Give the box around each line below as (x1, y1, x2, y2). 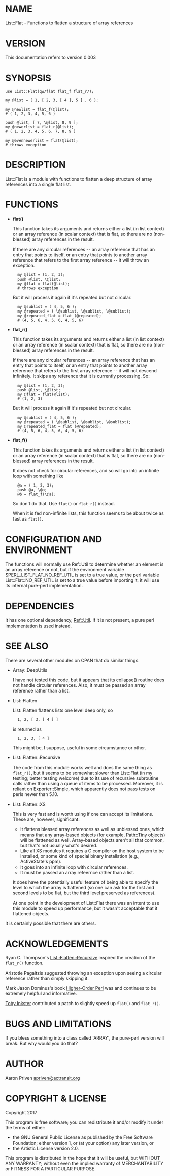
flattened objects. (12, 910, 50, 916)
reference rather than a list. (12, 687, 70, 694)
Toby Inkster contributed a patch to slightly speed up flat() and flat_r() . (5, 1000, 161, 1007)
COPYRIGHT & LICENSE (5, 1093, 107, 1104)
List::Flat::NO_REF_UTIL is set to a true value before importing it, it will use (5, 577, 160, 583)
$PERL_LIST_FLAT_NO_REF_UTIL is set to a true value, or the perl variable (5, 572, 159, 578)
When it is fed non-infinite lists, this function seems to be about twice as (12, 510, 164, 516)
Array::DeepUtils (12, 667, 47, 673)
